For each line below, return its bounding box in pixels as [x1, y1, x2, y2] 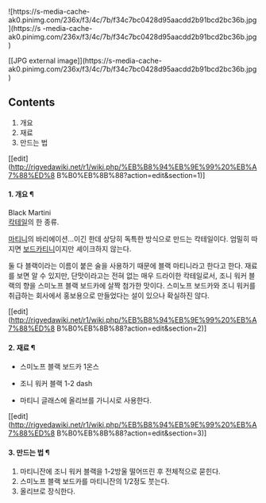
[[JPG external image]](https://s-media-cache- [8, 56, 163, 65]
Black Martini [8, 208, 52, 218]
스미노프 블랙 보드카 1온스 [19, 362, 99, 372]
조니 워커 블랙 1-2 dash [19, 379, 93, 389]
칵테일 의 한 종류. [8, 218, 60, 227]
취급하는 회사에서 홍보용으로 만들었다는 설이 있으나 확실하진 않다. [8, 291, 210, 300]
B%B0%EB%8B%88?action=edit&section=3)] [56, 428, 207, 438]
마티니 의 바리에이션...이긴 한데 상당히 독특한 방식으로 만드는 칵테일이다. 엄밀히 [8, 234, 250, 244]
